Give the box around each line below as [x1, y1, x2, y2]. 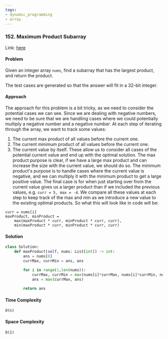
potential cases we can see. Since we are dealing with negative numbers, [5, 110, 156, 116]
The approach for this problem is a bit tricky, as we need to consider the [5, 105, 154, 111]
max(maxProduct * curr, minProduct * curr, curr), [14, 219, 122, 224]
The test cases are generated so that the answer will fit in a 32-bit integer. [5, 82, 157, 88]
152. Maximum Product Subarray [5, 33, 86, 40]
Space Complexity [5, 318, 44, 324]
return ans [23, 286, 46, 291]
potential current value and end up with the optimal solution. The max [12, 152, 156, 158]
